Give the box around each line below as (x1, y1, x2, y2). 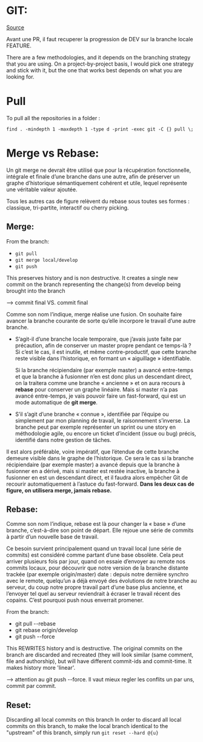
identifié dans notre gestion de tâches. (15, 436, 112, 443)
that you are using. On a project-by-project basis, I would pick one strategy (6, 60, 194, 67)
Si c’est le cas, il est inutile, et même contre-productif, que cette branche (15, 348, 197, 355)
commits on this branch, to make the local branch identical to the (6, 723, 168, 730)
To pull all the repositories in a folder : (6, 114, 101, 121)
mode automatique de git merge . (15, 398, 98, 406)
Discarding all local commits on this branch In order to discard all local (6, 716, 182, 723)
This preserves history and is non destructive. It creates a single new (6, 274, 179, 281)
